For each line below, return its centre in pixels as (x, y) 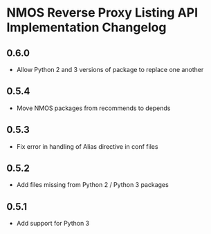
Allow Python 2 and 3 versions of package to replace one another (110, 70)
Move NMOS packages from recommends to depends (93, 108)
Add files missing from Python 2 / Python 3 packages (92, 185)
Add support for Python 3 (53, 224)
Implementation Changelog (86, 27)
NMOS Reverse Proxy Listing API (102, 13)
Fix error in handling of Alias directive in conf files (87, 146)
